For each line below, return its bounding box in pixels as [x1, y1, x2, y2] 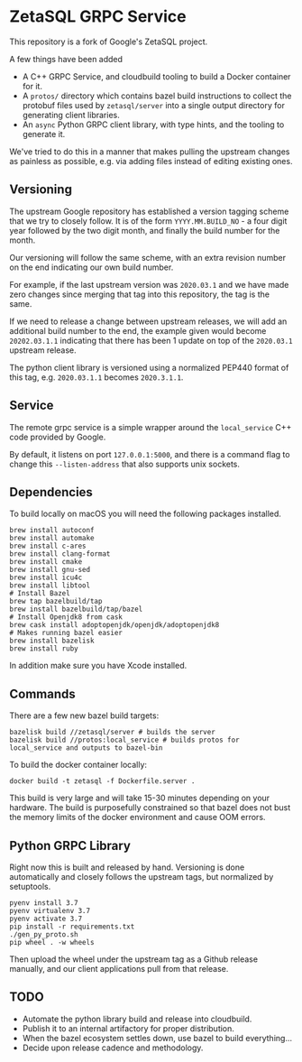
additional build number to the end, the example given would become [9, 325, 267, 336]
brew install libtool [9, 581, 91, 590]
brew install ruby [9, 644, 78, 653]
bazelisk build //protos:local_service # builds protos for [9, 735, 241, 745]
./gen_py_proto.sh [9, 930, 78, 939]
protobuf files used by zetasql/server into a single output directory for [22, 99, 286, 110]
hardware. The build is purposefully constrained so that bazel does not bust [9, 802, 291, 813]
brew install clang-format [9, 549, 111, 559]
